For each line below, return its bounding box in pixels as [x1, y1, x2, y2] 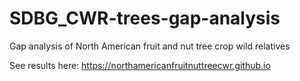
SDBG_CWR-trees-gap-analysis [9, 7, 281, 30]
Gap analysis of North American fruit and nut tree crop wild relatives [9, 40, 291, 52]
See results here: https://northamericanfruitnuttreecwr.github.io [9, 59, 271, 71]
